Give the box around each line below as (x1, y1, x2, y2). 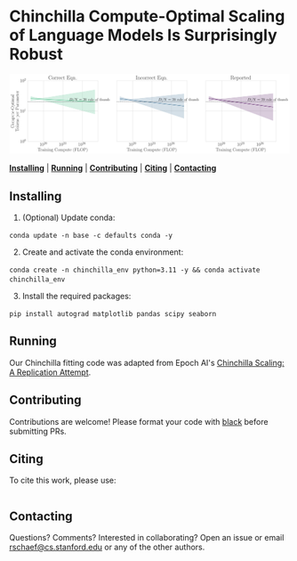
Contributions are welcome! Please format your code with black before (9, 416, 269, 427)
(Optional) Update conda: (21, 212, 116, 223)
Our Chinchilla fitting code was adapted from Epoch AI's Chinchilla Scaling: (9, 357, 285, 368)
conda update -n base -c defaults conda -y (9, 231, 173, 240)
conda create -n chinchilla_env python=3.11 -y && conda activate (9, 265, 261, 274)
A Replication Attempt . (9, 367, 92, 378)
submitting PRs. (9, 426, 67, 436)
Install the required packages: (21, 290, 132, 301)
